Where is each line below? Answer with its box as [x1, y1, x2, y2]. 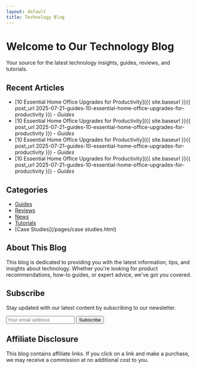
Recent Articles [6, 82, 64, 92]
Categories [6, 185, 49, 195]
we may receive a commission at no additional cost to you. [6, 356, 149, 363]
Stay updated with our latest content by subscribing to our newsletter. [6, 304, 176, 311]
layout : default [6, 8, 46, 15]
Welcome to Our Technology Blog [6, 40, 175, 53]
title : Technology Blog [6, 14, 65, 20]
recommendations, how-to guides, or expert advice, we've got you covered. [6, 271, 192, 278]
